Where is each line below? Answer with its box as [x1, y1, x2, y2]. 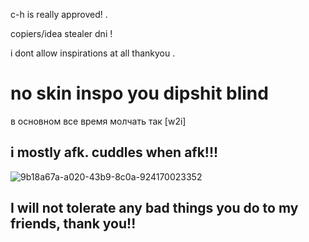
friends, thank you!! [10, 215, 137, 233]
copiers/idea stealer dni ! [10, 28, 113, 39]
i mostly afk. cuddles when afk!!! [10, 144, 219, 161]
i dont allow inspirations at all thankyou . [10, 47, 176, 59]
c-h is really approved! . [10, 9, 108, 20]
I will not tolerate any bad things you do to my [10, 200, 299, 217]
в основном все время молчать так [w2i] [10, 115, 187, 127]
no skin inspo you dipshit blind [10, 82, 269, 105]
